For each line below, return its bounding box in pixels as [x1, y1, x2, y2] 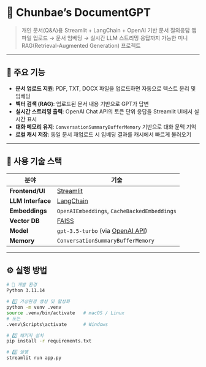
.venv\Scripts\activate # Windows [6, 321, 109, 327]
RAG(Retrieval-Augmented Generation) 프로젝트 [21, 42, 141, 49]
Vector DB [9, 216, 40, 225]
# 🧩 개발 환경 [6, 282, 37, 288]
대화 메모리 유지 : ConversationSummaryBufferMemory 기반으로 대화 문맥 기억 [15, 123, 197, 131]
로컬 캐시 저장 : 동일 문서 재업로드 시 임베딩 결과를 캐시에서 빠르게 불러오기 [15, 131, 192, 138]
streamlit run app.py [6, 355, 62, 361]
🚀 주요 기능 [6, 67, 46, 78]
